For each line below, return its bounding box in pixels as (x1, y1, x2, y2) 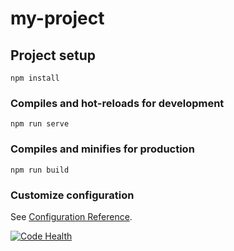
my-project (10, 7, 105, 30)
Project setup (10, 47, 97, 64)
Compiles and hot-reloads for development (10, 96, 225, 110)
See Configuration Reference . (10, 210, 133, 222)
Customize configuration (10, 188, 135, 202)
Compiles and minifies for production (10, 142, 195, 156)
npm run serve (10, 119, 70, 129)
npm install (10, 73, 60, 83)
